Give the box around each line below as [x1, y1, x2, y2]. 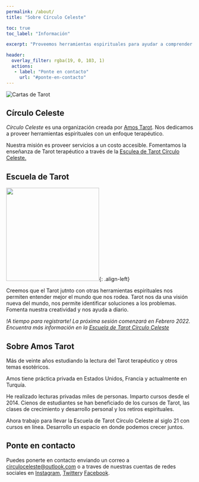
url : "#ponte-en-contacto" [19, 74, 86, 81]
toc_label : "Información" [6, 30, 70, 36]
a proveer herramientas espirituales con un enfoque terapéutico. [6, 130, 165, 137]
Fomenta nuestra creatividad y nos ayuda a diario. [6, 306, 129, 313]
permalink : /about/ [6, 8, 55, 15]
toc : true [6, 25, 31, 31]
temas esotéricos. [6, 363, 50, 370]
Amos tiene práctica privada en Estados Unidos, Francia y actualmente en [6, 375, 187, 382]
